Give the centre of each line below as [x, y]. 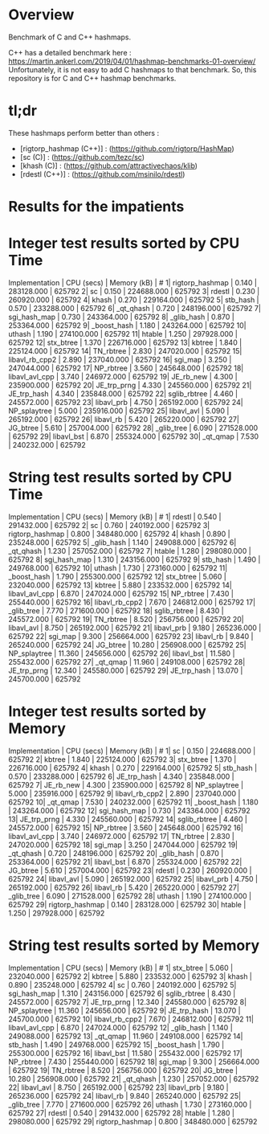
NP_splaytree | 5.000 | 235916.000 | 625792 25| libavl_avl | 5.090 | [119, 411]
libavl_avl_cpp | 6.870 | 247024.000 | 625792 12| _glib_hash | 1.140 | [120, 1027]
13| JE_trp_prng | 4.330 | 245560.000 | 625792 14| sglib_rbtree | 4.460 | [128, 819]
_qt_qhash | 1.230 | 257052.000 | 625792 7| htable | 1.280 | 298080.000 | [130, 551]
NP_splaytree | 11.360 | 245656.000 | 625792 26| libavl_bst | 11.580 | [122, 653]
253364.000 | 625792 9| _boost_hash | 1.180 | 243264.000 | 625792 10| [127, 325]
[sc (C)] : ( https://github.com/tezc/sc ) [82, 157]
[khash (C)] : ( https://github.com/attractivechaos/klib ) [109, 166]
